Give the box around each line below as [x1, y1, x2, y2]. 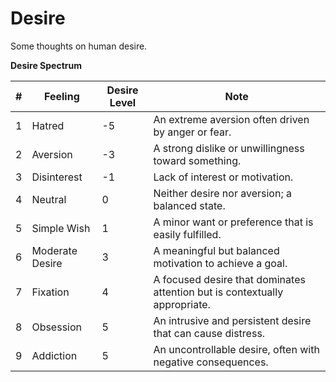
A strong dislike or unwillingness [153, 141, 305, 155]
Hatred [31, 118, 65, 132]
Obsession [31, 320, 83, 334]
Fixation [31, 285, 70, 299]
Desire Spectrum [10, 59, 82, 71]
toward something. [153, 153, 242, 167]
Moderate [31, 243, 78, 257]
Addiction [31, 348, 78, 362]
